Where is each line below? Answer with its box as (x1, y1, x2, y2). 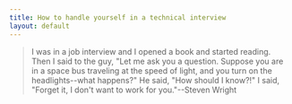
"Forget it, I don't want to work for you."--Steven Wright (30, 84, 237, 95)
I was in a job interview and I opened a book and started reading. (30, 46, 271, 56)
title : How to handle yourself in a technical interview (9, 13, 227, 22)
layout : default (9, 22, 70, 30)
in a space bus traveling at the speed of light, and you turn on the (30, 65, 273, 76)
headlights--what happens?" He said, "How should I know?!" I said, (30, 74, 280, 85)
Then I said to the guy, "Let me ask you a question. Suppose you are (30, 56, 284, 66)
